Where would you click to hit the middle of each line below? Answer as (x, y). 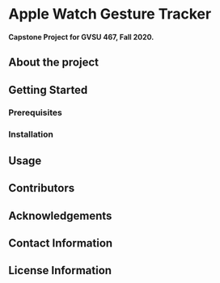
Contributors (42, 188)
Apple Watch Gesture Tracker (110, 14)
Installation (31, 134)
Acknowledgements (60, 215)
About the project (54, 63)
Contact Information (61, 243)
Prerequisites (35, 112)
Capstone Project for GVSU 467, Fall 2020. (81, 36)
